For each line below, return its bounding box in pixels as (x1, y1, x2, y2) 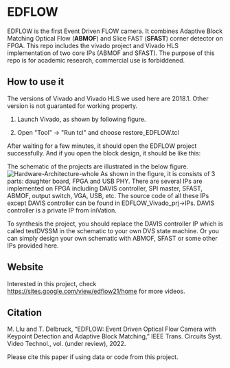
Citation (7, 307, 43, 318)
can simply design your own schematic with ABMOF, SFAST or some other (7, 234, 218, 242)
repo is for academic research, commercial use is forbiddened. (7, 56, 185, 64)
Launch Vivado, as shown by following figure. (16, 115, 146, 123)
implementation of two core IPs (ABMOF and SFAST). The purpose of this (7, 49, 215, 57)
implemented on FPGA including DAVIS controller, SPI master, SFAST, (7, 184, 203, 193)
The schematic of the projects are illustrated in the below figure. (7, 162, 189, 171)
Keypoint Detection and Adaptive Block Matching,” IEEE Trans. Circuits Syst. (7, 332, 222, 340)
